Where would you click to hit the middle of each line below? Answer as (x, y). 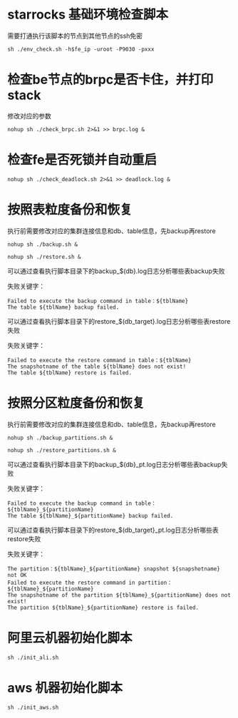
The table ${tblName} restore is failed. (70, 373)
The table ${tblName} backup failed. (63, 307)
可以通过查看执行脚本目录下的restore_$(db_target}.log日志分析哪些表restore (119, 321)
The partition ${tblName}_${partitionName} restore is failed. (103, 607)
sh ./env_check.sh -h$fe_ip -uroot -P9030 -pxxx (81, 49)
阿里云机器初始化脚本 (70, 638)
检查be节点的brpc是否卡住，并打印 (110, 80)
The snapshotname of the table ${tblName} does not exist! (97, 366)
